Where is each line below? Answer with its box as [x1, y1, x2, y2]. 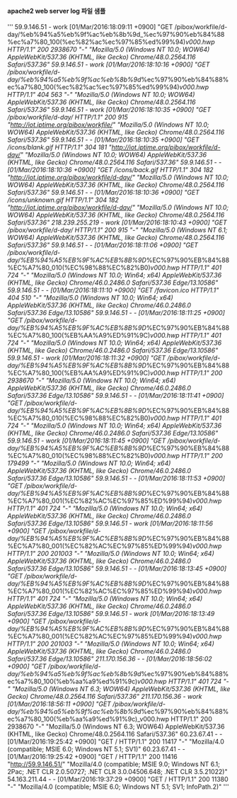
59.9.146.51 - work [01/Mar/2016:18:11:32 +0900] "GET [7, 354, 166, 363]
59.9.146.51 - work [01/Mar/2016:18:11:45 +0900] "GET [7, 436, 166, 445]
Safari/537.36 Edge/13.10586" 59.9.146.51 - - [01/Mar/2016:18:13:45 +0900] [7, 564, 227, 573]
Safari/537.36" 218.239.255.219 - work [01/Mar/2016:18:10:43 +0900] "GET [7, 218, 228, 227]
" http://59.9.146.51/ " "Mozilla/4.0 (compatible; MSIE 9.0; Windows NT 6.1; [7, 760, 221, 768]
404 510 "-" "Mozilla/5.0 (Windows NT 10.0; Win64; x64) [7, 294, 173, 302]
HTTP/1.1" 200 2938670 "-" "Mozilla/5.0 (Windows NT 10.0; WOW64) [7, 45, 210, 54]
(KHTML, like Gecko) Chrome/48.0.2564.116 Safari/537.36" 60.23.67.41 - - [7, 730, 223, 739]
